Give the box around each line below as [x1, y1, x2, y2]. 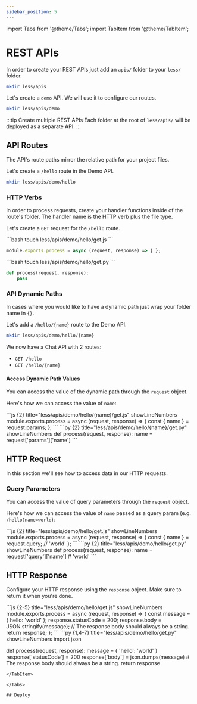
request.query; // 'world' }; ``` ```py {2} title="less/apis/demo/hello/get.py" [6, 540, 187, 547]
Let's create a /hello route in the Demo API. [6, 168, 114, 175]
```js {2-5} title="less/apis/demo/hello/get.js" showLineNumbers [6, 604, 163, 611]
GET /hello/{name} [14, 362, 61, 368]
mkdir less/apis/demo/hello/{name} [6, 333, 95, 339]
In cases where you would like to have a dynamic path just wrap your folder [6, 303, 192, 311]
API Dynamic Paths [6, 290, 62, 298]
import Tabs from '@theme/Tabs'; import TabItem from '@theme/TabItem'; [6, 25, 189, 32]
